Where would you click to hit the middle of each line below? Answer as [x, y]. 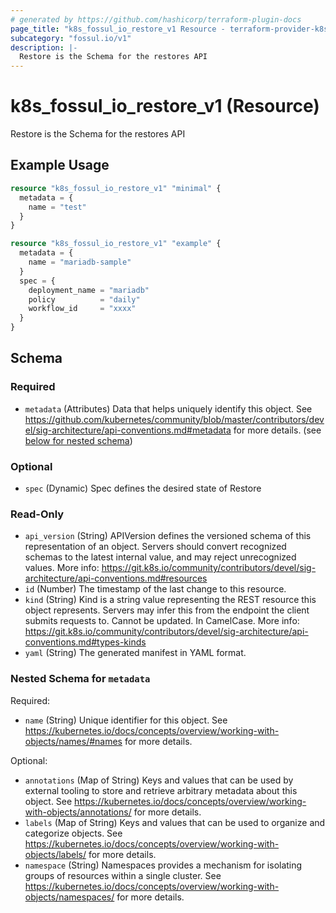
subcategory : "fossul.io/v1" [71, 38]
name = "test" [57, 207]
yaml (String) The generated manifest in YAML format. [135, 653]
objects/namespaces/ [69, 897]
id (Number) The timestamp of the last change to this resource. [155, 589]
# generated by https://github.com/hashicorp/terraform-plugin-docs [156, 19]
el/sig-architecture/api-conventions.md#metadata [128, 430]
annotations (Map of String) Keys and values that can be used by [159, 780]
